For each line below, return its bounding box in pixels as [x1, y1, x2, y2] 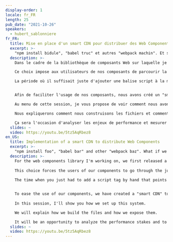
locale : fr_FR [5, 12, 36, 17]
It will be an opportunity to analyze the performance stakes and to [14, 219, 167, 225]
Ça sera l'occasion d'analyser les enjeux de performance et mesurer [14, 120, 167, 125]
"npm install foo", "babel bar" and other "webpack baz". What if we [14, 149, 167, 154]
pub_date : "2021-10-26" [5, 22, 57, 27]
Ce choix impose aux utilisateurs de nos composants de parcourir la [14, 69, 167, 75]
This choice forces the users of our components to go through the [14, 168, 162, 173]
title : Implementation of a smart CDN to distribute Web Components [10, 139, 160, 144]
